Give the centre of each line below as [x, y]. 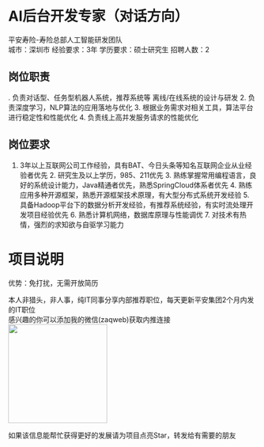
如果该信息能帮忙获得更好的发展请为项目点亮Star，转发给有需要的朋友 [122, 435]
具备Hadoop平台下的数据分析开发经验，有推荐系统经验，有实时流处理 [133, 205]
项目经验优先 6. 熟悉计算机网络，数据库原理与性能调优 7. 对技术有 [133, 214]
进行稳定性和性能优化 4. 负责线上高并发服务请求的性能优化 [104, 117]
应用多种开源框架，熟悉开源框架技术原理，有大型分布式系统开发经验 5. [134, 195]
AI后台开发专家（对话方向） [98, 16]
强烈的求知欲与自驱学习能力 [79, 224]
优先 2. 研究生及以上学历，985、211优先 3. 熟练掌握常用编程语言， [142, 175]
